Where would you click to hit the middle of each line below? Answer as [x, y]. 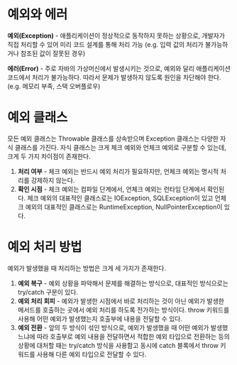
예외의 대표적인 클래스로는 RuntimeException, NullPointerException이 [124, 207]
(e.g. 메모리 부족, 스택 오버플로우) [54, 86]
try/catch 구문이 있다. [48, 292]
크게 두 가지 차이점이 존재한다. [49, 156]
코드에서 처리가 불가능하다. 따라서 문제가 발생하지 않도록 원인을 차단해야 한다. [114, 77]
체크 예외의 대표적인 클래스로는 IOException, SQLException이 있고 [120, 198]
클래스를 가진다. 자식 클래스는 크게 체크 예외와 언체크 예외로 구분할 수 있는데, [121, 147]
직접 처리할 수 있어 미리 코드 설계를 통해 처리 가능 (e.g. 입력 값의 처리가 [105, 44]
